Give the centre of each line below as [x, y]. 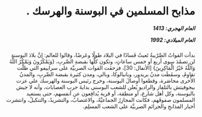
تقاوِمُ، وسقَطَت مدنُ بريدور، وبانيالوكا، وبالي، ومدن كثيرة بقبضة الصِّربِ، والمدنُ [107, 74]
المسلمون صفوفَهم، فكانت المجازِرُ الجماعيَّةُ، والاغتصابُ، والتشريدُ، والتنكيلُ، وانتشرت [101, 100]
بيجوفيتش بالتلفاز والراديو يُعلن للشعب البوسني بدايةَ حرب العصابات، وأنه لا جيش [106, 87]
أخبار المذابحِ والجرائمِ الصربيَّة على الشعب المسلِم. [139, 106]
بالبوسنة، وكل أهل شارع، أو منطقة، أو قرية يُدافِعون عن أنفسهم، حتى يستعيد [111, 93]
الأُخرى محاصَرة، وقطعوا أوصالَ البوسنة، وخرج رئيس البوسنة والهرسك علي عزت [106, 81]
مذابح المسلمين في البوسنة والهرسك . [111, 11]
